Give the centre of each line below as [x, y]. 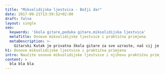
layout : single [21, 23]
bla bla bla [22, 64]
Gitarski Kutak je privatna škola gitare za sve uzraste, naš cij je [87, 46]
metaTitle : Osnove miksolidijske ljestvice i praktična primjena [78, 37]
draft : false [18, 18]
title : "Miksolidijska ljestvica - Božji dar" [54, 9]
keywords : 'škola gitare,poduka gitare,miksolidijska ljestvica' [78, 32]
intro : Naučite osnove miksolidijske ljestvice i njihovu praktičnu [77, 55]
